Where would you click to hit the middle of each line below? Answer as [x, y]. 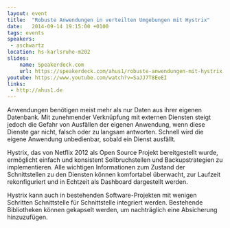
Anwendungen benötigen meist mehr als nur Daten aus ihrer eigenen [105, 110]
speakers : [21, 39]
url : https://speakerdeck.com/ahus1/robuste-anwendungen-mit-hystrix [121, 71]
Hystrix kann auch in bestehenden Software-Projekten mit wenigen [102, 195]
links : [16, 84]
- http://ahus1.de [36, 90]
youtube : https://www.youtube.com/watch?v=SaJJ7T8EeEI [87, 77]
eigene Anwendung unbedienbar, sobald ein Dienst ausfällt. [92, 139]
